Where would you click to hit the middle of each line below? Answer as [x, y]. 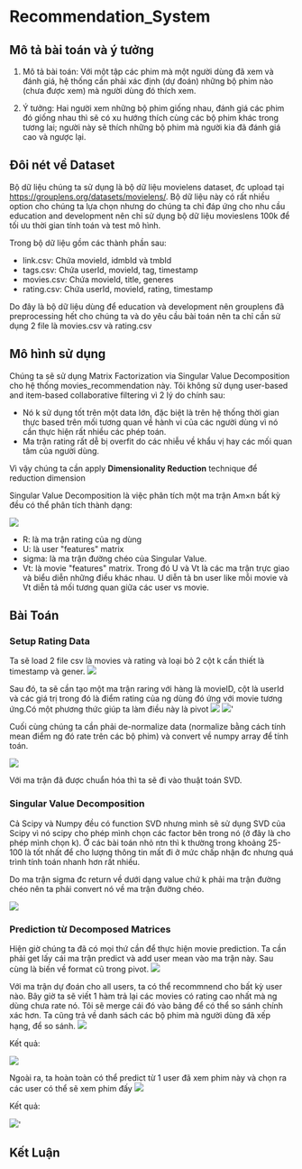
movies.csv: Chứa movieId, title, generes [98, 279]
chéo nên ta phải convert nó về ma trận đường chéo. [107, 888]
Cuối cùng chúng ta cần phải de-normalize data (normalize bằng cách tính [147, 727]
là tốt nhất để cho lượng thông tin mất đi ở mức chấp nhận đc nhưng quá [159, 852]
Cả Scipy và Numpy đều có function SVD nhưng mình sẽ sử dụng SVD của [147, 824]
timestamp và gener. [47, 672]
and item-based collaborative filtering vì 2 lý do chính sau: [117, 395]
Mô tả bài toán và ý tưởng [82, 50]
